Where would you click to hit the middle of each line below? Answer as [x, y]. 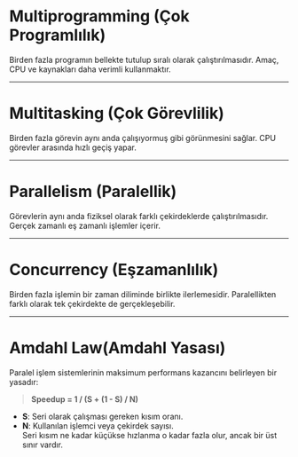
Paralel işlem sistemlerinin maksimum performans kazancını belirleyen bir [143, 372]
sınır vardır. [43, 445]
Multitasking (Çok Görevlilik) [117, 114]
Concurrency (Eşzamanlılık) [114, 270]
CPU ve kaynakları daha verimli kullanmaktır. [90, 69]
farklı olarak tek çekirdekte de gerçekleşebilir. [92, 303]
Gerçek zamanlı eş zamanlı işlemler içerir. [85, 225]
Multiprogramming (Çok [99, 16]
